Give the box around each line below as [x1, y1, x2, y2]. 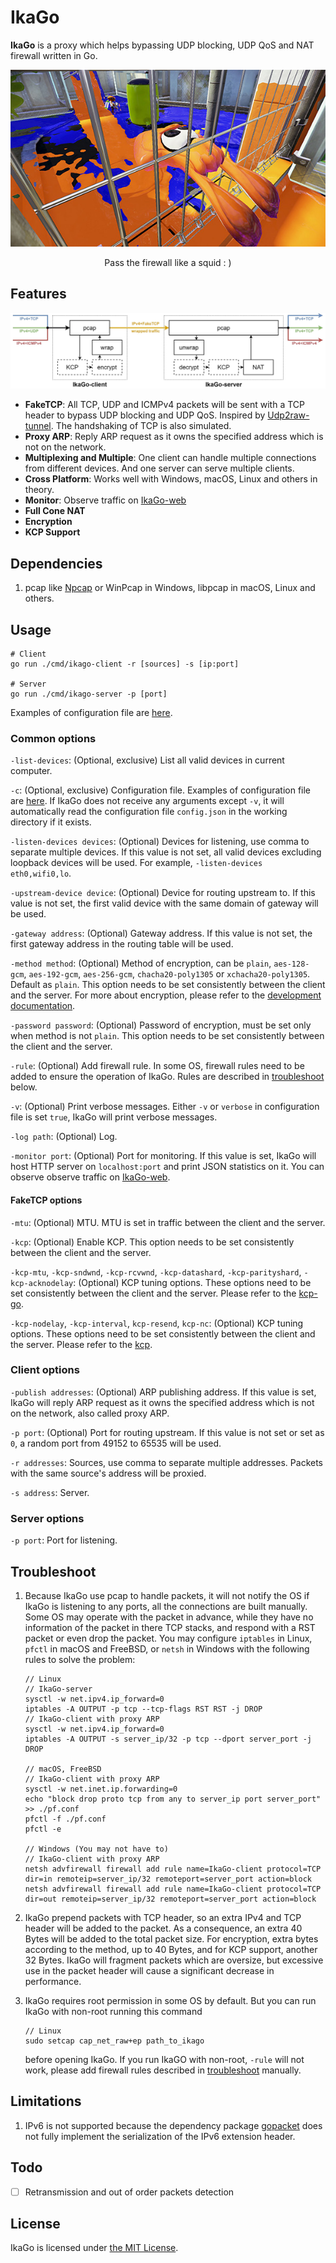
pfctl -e [24, 1824, 62, 1834]
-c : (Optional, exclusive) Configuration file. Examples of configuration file [10, 784, 312, 796]
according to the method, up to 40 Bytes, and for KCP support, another [24, 1943, 318, 1955]
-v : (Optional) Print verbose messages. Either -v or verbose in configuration [10, 1101, 320, 1113]
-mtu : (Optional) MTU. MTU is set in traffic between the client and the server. [10, 1216, 326, 1228]
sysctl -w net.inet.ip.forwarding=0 [24, 1784, 178, 1794]
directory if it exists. [10, 816, 92, 828]
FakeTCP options [10, 1194, 83, 1206]
